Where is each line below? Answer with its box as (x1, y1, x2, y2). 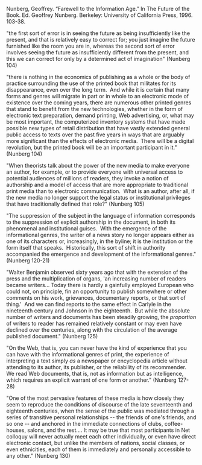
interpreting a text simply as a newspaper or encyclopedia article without (6, 357, 188, 364)
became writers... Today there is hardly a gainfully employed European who (6, 282, 194, 288)
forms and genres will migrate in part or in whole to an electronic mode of (6, 93, 189, 100)
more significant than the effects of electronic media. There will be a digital (6, 138, 194, 144)
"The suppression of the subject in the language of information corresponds (6, 212, 196, 219)
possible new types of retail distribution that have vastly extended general (6, 125, 191, 131)
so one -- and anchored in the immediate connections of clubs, (6, 420, 163, 427)
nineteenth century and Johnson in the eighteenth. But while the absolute (6, 307, 190, 314)
